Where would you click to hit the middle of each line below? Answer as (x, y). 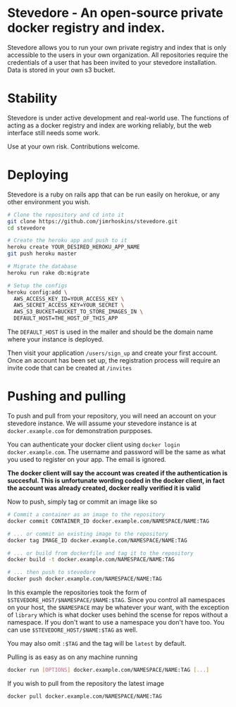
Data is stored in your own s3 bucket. (61, 70)
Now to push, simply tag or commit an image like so (82, 502)
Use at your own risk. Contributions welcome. (74, 146)
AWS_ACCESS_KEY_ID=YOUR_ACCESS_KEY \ (69, 299)
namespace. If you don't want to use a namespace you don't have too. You (116, 622)
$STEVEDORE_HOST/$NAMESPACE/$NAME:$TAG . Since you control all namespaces (116, 600)
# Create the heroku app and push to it (68, 241)
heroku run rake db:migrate (49, 273)
